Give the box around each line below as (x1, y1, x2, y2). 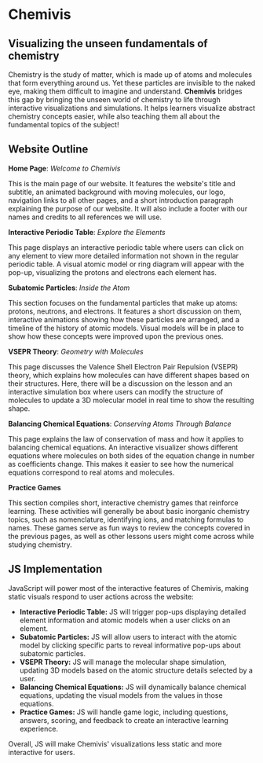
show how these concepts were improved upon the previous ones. (8, 332, 224, 341)
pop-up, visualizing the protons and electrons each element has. (8, 267, 217, 277)
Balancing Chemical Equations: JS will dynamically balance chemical (19, 682, 247, 691)
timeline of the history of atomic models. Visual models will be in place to (8, 323, 244, 332)
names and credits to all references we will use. (8, 212, 163, 222)
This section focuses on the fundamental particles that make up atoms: (8, 298, 238, 307)
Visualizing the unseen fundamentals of (8, 37, 208, 50)
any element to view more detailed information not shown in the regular (8, 251, 239, 260)
